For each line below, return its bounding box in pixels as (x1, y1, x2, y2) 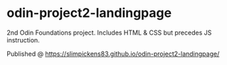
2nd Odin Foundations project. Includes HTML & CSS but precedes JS (6, 28, 212, 37)
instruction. (6, 35, 40, 44)
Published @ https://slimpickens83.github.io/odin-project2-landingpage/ (6, 49, 220, 58)
